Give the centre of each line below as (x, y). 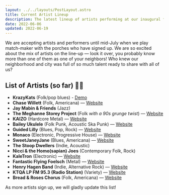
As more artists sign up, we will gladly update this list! (61, 187)
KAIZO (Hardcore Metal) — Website (50, 119)
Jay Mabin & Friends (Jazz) (41, 108)
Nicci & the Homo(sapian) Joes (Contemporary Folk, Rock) (74, 151)
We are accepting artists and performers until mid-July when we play (77, 43)
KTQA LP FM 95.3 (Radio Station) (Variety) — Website (69, 172)
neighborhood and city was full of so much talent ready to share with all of (82, 64)
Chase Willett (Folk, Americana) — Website (58, 103)
